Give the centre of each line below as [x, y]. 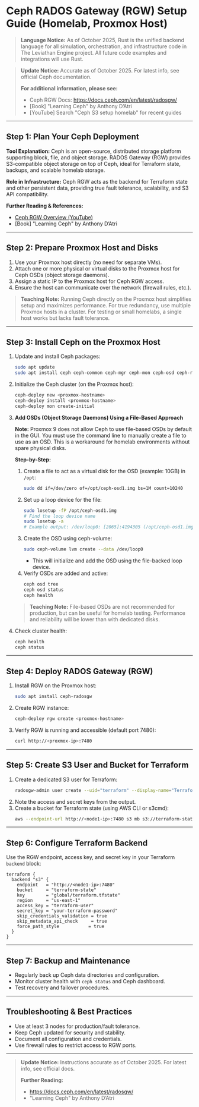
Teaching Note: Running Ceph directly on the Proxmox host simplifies [106, 299]
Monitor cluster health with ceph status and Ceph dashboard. [90, 981]
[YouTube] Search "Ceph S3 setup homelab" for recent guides [105, 112]
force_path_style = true [61, 927]
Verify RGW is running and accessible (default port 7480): [85, 730]
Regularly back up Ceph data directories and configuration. [87, 975]
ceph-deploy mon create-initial [54, 406]
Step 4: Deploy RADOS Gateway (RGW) [80, 671]
